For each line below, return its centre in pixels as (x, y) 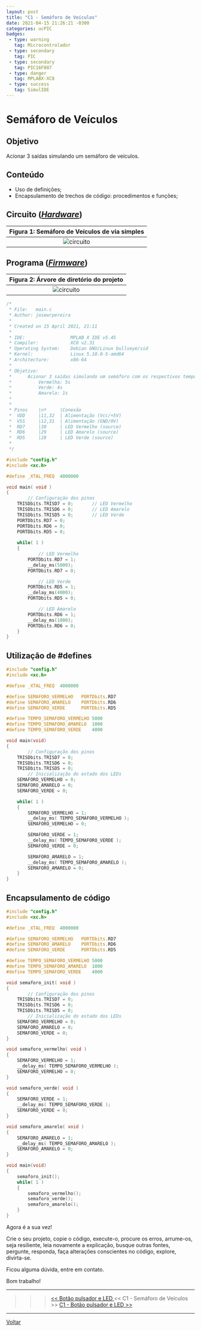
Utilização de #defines (49, 655)
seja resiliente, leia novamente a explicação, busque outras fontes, (88, 1245)
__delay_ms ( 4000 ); (51, 593)
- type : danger (28, 73)
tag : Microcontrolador (42, 46)
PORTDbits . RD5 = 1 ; (52, 587)
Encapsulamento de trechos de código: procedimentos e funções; (96, 196)
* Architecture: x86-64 (48, 360)
